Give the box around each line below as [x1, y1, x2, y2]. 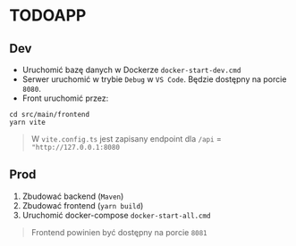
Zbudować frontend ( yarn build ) [21, 200, 144, 210]
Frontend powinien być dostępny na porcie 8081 [30, 226, 207, 237]
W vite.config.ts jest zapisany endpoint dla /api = [30, 134, 222, 143]
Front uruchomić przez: [21, 93, 109, 103]
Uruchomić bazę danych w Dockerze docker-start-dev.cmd [21, 64, 241, 75]
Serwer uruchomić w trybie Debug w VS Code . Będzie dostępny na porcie [21, 74, 287, 85]
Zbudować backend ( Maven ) [21, 191, 124, 201]
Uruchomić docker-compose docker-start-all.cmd [21, 209, 211, 220]
